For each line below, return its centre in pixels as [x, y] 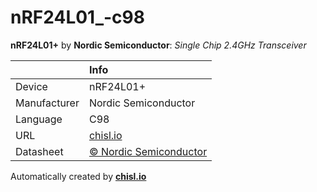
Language [39, 119]
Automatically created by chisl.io [78, 176]
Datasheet [39, 151]
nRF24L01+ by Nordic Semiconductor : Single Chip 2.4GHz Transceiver [158, 45]
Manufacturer [47, 103]
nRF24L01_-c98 [77, 17]
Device [31, 86]
